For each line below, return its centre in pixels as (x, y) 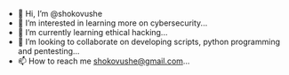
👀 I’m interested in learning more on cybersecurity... (112, 23)
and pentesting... (48, 51)
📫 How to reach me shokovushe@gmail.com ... (104, 61)
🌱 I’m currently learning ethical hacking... (92, 32)
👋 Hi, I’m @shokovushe (60, 14)
